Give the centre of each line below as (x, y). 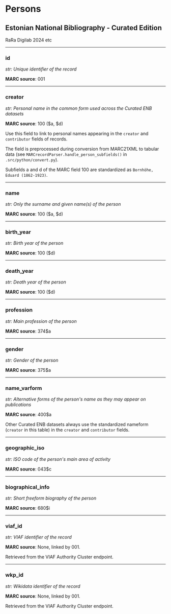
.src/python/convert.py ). (32, 159)
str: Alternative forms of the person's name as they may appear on (76, 399)
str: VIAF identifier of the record (39, 537)
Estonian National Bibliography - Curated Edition (83, 28)
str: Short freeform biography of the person (51, 498)
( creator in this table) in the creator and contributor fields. (67, 430)
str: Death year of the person (36, 282)
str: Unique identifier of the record (41, 69)
